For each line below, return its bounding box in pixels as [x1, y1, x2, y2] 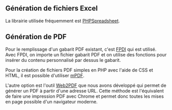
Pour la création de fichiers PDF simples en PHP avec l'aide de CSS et [5, 67, 154, 73]
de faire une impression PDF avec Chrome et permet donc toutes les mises [5, 93, 164, 99]
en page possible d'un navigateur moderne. [5, 98, 98, 104]
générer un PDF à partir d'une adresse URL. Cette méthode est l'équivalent [5, 87, 164, 94]
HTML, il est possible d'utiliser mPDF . [5, 72, 85, 78]
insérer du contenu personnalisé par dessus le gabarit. [5, 57, 121, 63]
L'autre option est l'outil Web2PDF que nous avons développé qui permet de [5, 82, 167, 89]
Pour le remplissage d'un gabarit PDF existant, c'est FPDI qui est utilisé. [5, 46, 157, 52]
